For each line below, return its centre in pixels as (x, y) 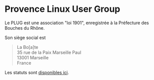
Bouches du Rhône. (25, 28)
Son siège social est (25, 38)
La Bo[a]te (27, 47)
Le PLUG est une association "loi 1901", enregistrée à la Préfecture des (77, 23)
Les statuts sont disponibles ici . (37, 72)
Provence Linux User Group (62, 9)
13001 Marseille (33, 57)
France (24, 63)
